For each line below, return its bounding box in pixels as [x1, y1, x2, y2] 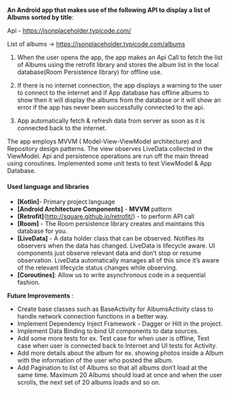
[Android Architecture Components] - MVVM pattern [17, 205, 172, 213]
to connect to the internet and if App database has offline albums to [17, 89, 209, 97]
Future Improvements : [7, 292, 74, 300]
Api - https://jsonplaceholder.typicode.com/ [7, 27, 132, 34]
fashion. [17, 279, 41, 287]
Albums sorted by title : [7, 13, 74, 21]
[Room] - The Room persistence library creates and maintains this [17, 220, 205, 228]
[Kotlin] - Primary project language [17, 198, 116, 206]
